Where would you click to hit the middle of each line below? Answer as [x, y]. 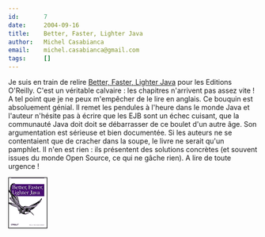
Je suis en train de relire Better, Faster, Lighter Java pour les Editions [120, 82]
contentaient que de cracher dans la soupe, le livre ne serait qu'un [116, 141]
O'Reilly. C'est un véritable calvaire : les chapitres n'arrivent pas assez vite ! [132, 90]
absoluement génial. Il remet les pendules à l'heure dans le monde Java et [129, 107]
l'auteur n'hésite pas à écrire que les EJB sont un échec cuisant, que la [124, 116]
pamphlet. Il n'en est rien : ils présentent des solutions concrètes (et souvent [133, 149]
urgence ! [24, 166]
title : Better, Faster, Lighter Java [76, 33]
